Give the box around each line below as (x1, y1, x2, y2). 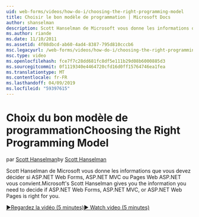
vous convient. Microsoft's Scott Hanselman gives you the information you (6, 180, 187, 187)
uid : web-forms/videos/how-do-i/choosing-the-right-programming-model (6, 8, 184, 15)
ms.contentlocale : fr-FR (6, 75, 68, 80)
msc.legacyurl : (6, 47, 44, 53)
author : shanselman (6, 20, 54, 25)
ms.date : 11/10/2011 (6, 36, 57, 42)
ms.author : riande (6, 31, 52, 37)
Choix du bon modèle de (6, 111, 129, 125)
